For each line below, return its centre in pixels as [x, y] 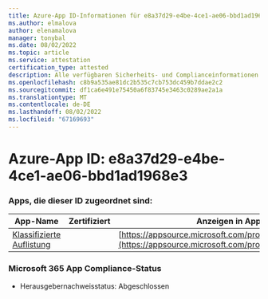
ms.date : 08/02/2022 [43, 45]
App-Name [37, 222]
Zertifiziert [89, 222]
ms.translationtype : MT [48, 97]
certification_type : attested [59, 68]
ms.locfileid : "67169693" [51, 120]
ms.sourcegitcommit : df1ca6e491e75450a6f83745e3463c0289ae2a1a [116, 90]
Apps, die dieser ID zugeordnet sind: [81, 200]
